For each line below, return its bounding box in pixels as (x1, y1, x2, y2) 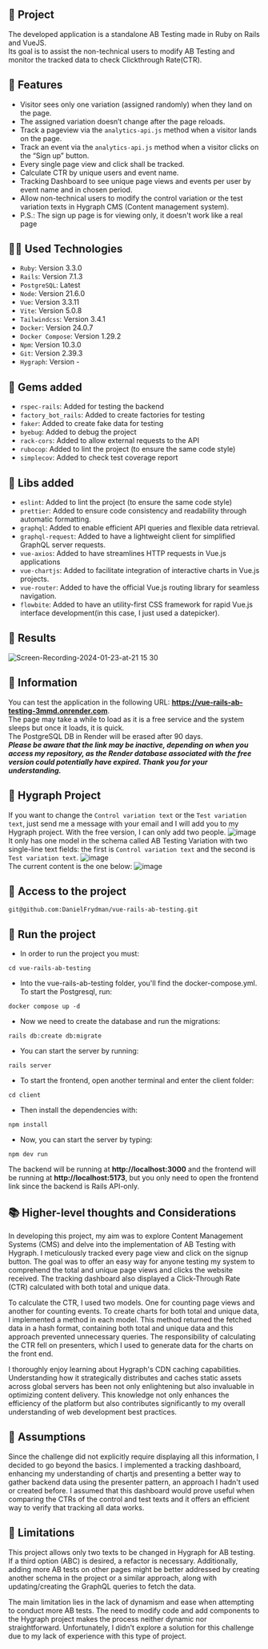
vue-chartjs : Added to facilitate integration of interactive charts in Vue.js (19, 566, 260, 575)
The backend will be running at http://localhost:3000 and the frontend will (8, 1164, 256, 1174)
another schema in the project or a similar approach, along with (8, 1573, 218, 1582)
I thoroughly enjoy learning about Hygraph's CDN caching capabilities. (8, 1364, 241, 1374)
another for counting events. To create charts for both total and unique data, (8, 1306, 260, 1316)
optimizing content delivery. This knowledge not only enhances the (8, 1390, 230, 1399)
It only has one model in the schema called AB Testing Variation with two (8, 835, 248, 845)
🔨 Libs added (8, 476, 74, 489)
